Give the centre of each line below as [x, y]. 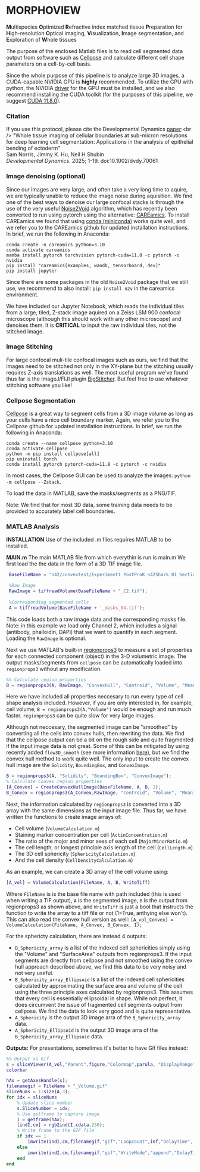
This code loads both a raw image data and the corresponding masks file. [96, 619]
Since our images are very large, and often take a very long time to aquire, [97, 189]
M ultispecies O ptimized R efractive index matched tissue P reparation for [94, 27]
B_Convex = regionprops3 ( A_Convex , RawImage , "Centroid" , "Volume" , [92, 793]
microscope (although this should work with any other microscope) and [94, 318]
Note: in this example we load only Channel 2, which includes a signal [92, 625]
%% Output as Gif [28, 1059]
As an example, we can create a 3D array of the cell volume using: [87, 871]
